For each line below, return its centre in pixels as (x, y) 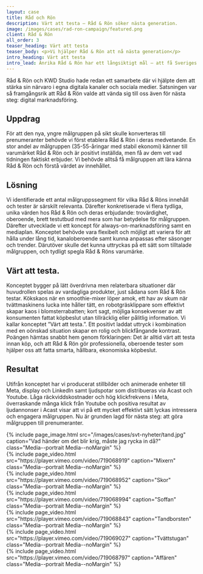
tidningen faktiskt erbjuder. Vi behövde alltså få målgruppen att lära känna (99, 160)
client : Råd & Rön (29, 35)
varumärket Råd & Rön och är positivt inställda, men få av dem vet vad (94, 153)
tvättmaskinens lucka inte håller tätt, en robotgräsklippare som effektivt (95, 305)
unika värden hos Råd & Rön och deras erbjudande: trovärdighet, (87, 213)
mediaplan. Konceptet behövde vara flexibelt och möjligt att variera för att (98, 232)
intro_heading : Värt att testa (46, 57)
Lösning (22, 185)
